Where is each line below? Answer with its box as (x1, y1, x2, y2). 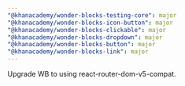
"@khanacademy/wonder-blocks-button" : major (7, 41, 156, 48)
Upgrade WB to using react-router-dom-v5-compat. (7, 70, 176, 78)
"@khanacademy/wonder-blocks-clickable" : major (7, 26, 167, 34)
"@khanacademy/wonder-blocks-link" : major (7, 48, 149, 56)
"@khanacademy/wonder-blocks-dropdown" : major (7, 33, 163, 41)
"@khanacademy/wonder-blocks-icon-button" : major (7, 19, 174, 27)
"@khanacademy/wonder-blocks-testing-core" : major (7, 11, 177, 20)
